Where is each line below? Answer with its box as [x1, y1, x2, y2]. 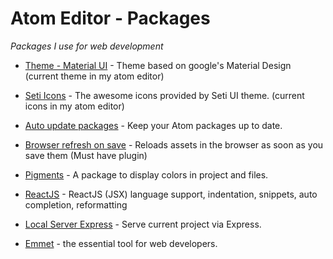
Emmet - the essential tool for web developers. [24, 237, 218, 249]
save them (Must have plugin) [24, 149, 148, 161]
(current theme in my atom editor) [24, 70, 165, 82]
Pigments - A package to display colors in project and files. [24, 168, 269, 181]
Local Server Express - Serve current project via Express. [24, 218, 262, 230]
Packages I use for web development [10, 40, 164, 52]
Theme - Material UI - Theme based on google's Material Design [24, 59, 292, 71]
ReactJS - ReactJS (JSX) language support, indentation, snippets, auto [24, 188, 318, 200]
